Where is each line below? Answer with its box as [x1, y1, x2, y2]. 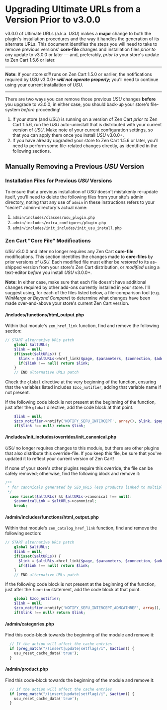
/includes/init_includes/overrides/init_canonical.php [5, 434, 117, 440]
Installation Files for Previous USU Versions [5, 177, 112, 184]
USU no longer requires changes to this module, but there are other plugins [5, 445, 160, 451]
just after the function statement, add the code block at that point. [5, 587, 141, 593]
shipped [5, 264, 22, 270]
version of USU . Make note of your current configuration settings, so [12, 127, 153, 133]
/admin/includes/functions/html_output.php [5, 514, 99, 520]
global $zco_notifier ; [14, 596, 61, 601]
